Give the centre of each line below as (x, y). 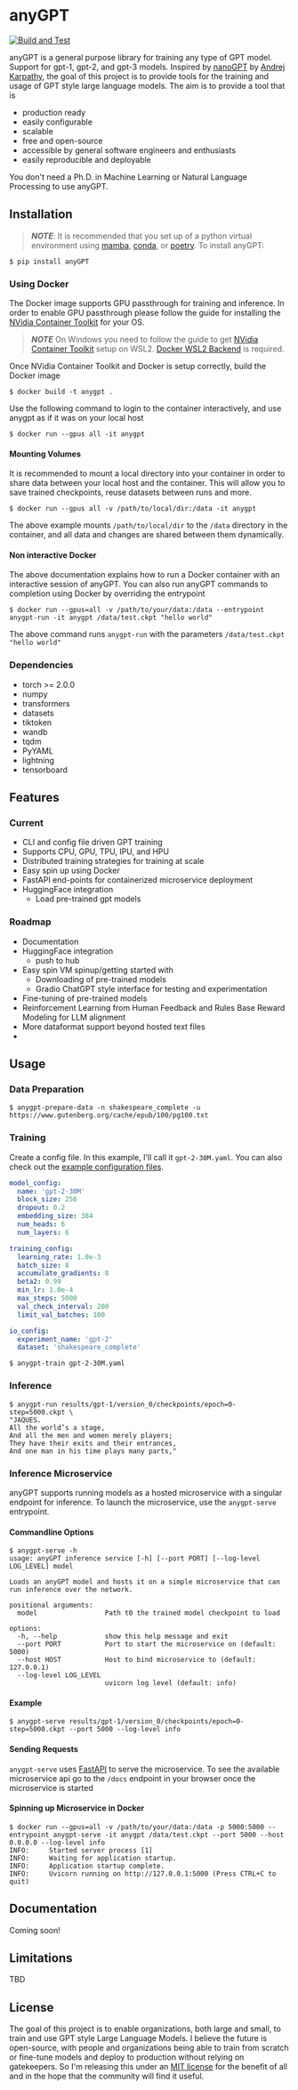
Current (27, 823)
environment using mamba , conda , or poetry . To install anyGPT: (148, 245)
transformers (46, 703)
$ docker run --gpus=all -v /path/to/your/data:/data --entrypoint (137, 610)
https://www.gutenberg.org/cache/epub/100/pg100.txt (109, 1116)
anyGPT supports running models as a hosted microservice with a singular (146, 1492)
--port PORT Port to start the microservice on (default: (147, 1644)
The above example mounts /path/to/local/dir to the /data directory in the (149, 525)
